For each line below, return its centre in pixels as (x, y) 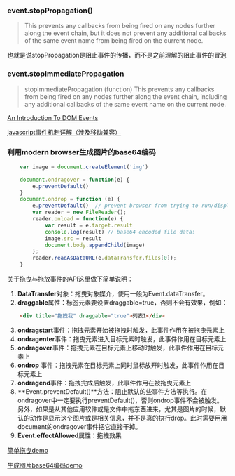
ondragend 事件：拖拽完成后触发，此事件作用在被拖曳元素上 (104, 383)
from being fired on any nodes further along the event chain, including (126, 96)
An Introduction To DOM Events (53, 117)
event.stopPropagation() (50, 11)
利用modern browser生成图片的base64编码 (81, 152)
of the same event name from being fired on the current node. (114, 41)
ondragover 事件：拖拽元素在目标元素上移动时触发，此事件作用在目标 (117, 348)
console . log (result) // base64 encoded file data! (120, 232)
